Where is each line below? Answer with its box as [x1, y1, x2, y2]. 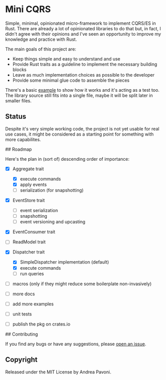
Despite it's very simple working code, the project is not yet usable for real [5, 125, 159, 132]
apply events [20, 181, 47, 187]
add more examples [12, 301, 54, 307]
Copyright [5, 355, 38, 364]
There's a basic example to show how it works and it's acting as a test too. [5, 87, 160, 93]
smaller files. [5, 97, 32, 104]
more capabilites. [5, 136, 41, 142]
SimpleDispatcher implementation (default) [20, 259, 109, 265]
